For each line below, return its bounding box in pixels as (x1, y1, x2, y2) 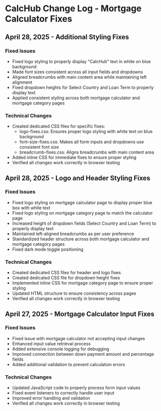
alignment (12, 79, 33, 85)
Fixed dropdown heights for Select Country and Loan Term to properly (12, 84, 154, 90)
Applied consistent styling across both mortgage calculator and (12, 95, 140, 101)
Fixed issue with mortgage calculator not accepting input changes (12, 335, 145, 341)
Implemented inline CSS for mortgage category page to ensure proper (12, 280, 153, 286)
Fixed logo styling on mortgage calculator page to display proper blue (12, 199, 153, 205)
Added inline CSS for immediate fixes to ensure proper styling (12, 154, 137, 160)
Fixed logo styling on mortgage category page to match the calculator (12, 210, 153, 216)
